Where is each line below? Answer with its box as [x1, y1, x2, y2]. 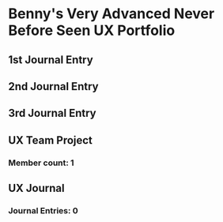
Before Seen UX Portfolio [8, 21, 176, 40]
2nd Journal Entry [8, 80, 99, 93]
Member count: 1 [8, 157, 74, 168]
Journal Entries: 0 [8, 205, 79, 216]
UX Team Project [8, 134, 93, 147]
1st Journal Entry [8, 53, 93, 66]
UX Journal [8, 182, 65, 195]
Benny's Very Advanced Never [8, 5, 215, 23]
